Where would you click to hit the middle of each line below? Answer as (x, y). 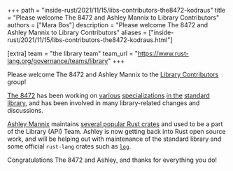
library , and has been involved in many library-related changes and (104, 103)
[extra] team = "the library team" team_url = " (73, 53)
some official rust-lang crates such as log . (69, 146)
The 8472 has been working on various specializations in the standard (108, 95)
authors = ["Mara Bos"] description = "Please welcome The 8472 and (108, 25)
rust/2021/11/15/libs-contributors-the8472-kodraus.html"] (90, 40)
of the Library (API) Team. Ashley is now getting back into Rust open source (116, 131)
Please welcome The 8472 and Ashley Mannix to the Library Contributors (113, 74)
